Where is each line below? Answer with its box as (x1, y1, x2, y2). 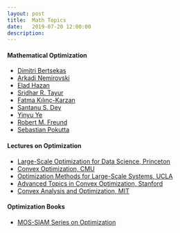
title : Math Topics (7, 17, 67, 24)
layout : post (7, 10, 45, 17)
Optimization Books (7, 202, 66, 211)
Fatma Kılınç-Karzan (17, 96, 76, 104)
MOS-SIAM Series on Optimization (17, 218, 116, 226)
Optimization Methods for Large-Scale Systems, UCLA (17, 172, 173, 180)
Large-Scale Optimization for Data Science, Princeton (17, 157, 171, 166)
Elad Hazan (17, 81, 51, 90)
